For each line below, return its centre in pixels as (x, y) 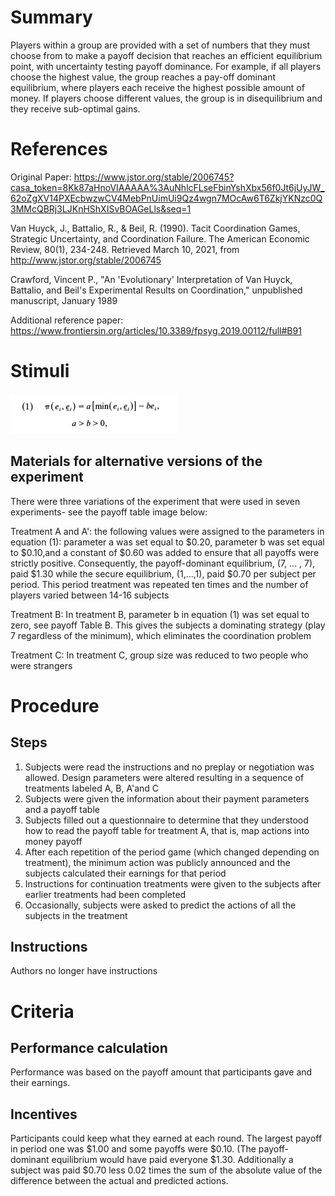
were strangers (41, 665)
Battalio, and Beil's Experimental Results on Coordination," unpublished (156, 290)
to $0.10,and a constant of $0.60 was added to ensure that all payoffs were (165, 552)
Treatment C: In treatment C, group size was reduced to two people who (159, 655)
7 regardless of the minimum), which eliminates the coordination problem (161, 635)
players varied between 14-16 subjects (90, 595)
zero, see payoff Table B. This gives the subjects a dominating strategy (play (168, 625)
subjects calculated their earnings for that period (125, 873)
